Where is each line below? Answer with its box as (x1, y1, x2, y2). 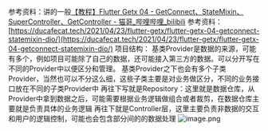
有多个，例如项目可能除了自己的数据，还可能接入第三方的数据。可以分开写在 (8, 54, 260, 63)
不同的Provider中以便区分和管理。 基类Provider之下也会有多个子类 (8, 64, 227, 73)
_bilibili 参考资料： (163, 17, 223, 26)
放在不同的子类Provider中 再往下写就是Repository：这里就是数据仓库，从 (14, 84, 255, 93)
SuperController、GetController (8, 17, 112, 26)
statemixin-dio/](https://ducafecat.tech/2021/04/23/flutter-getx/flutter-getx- (8, 34, 259, 44)
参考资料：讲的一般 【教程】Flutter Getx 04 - (8, 7, 154, 16)
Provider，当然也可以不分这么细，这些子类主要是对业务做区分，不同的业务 (8, 74, 253, 83)
